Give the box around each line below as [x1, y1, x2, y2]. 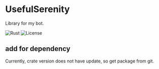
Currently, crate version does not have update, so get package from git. [5, 58, 154, 64]
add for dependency [5, 44, 71, 53]
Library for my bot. [5, 20, 44, 26]
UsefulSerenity [5, 4, 70, 15]
